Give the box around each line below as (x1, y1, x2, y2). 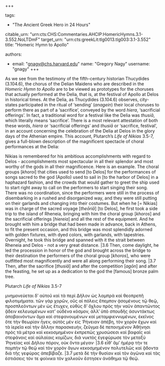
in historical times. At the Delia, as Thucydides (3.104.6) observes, (5, 97, 139, 102)
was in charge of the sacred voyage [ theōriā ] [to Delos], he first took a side (5, 205, 158, 211)
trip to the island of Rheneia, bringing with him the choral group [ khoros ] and (5, 211, 161, 217)
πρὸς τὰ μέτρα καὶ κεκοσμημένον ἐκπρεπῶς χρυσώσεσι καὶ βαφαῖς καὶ (5, 330, 151, 335)
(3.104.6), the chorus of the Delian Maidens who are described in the (5, 81, 144, 87)
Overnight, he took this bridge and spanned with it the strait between (5, 237, 145, 243)
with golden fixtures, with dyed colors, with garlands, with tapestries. (5, 232, 145, 237)
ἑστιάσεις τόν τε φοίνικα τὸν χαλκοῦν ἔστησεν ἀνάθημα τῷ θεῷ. (5, 356, 139, 361)
